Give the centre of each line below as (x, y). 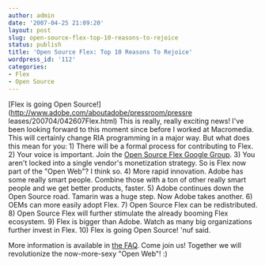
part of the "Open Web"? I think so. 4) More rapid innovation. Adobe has (126, 171)
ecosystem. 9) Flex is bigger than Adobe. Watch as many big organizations (130, 221)
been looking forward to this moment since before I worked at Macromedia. (131, 129)
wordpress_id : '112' (42, 60)
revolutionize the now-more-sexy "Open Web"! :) (88, 253)
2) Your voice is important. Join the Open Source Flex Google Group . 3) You (132, 154)
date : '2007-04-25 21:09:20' (56, 23)
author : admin (32, 15)
